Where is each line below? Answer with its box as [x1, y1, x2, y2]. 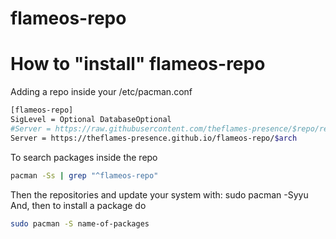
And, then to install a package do [10, 199, 147, 211]
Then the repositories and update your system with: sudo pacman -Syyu [10, 188, 309, 201]
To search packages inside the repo [10, 151, 158, 163]
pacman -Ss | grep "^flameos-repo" [10, 170, 159, 181]
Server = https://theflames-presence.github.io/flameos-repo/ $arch [10, 133, 298, 143]
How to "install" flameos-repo [10, 53, 266, 76]
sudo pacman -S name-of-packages [10, 218, 150, 229]
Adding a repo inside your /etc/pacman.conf [10, 86, 193, 98]
